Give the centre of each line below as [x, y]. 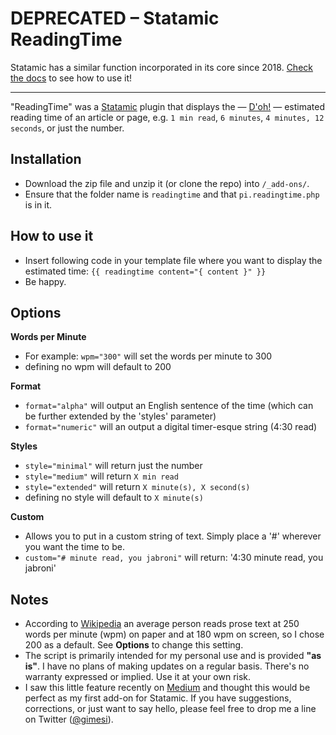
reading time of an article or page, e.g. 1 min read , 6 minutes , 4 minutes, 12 [167, 117]
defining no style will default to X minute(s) [114, 498]
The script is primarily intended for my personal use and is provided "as [173, 656]
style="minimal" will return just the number [113, 466]
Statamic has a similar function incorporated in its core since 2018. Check [161, 67]
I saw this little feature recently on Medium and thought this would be [167, 688]
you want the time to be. [74, 547]
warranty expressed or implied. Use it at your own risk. [138, 677]
